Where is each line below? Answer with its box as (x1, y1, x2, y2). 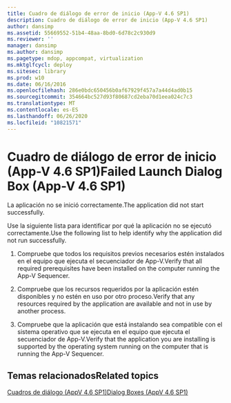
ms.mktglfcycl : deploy (7, 61, 72, 68)
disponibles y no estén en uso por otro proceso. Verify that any (17, 293, 195, 301)
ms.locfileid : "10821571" (7, 119, 81, 126)
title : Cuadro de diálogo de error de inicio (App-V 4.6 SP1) (7, 10, 190, 17)
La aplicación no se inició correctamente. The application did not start (7, 201, 204, 209)
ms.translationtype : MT (7, 100, 76, 107)
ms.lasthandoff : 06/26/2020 (7, 112, 88, 119)
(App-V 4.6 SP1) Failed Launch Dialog (7, 164, 223, 179)
